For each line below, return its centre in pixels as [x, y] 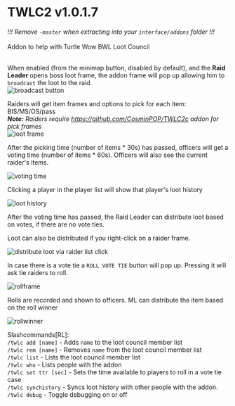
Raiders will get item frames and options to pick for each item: [97, 103]
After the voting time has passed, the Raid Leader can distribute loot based [116, 217]
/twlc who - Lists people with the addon [65, 364]
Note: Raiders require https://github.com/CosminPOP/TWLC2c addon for [113, 119]
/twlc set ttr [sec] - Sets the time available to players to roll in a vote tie [115, 372]
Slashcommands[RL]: [38, 334]
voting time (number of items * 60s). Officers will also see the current [108, 155]
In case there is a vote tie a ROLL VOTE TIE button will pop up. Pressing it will [117, 265]
